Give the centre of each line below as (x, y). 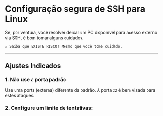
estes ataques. (20, 95)
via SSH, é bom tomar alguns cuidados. (44, 38)
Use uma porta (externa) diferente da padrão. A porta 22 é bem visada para (80, 90)
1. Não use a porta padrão (36, 80)
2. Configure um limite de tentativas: (49, 108)
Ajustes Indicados (33, 66)
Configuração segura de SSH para (75, 9)
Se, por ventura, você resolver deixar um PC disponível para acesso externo (81, 32)
